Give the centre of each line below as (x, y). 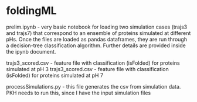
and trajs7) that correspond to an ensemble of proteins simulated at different (98, 33)
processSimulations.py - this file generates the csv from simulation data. (94, 86)
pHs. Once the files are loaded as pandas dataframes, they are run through (97, 39)
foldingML (31, 11)
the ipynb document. (31, 51)
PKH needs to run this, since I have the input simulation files (79, 93)
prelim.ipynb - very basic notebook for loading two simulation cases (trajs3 (97, 27)
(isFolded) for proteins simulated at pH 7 (55, 75)
